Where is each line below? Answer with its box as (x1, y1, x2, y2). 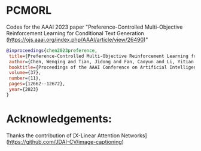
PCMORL (6, 4, 52, 17)
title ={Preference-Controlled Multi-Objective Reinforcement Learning (8, 53, 188, 59)
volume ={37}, (8, 70, 42, 76)
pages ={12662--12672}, (8, 81, 66, 87)
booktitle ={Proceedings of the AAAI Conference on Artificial (8, 64, 167, 70)
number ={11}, (8, 75, 42, 81)
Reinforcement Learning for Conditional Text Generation (6, 29, 145, 36)
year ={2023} (8, 87, 39, 93)
